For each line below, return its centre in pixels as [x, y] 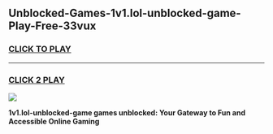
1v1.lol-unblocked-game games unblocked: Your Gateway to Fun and [127, 112]
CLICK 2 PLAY [37, 80]
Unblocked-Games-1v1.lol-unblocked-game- [125, 13]
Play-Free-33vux [52, 26]
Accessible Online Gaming [54, 121]
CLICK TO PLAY [40, 50]
